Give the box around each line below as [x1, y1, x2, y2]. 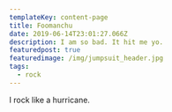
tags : [9, 63, 29, 71]
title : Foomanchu [9, 21, 73, 30]
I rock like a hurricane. [9, 94, 91, 105]
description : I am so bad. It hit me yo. [9, 37, 164, 47]
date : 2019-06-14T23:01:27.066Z [9, 29, 128, 38]
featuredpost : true [9, 46, 81, 55]
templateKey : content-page [9, 12, 108, 22]
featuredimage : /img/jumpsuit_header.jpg [9, 54, 164, 63]
